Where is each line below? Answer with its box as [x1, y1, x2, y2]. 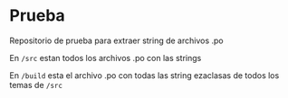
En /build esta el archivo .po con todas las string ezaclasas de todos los [9, 69, 280, 81]
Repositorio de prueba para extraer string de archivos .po [9, 35, 224, 46]
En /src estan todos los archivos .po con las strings [9, 52, 202, 63]
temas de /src [9, 79, 63, 90]
